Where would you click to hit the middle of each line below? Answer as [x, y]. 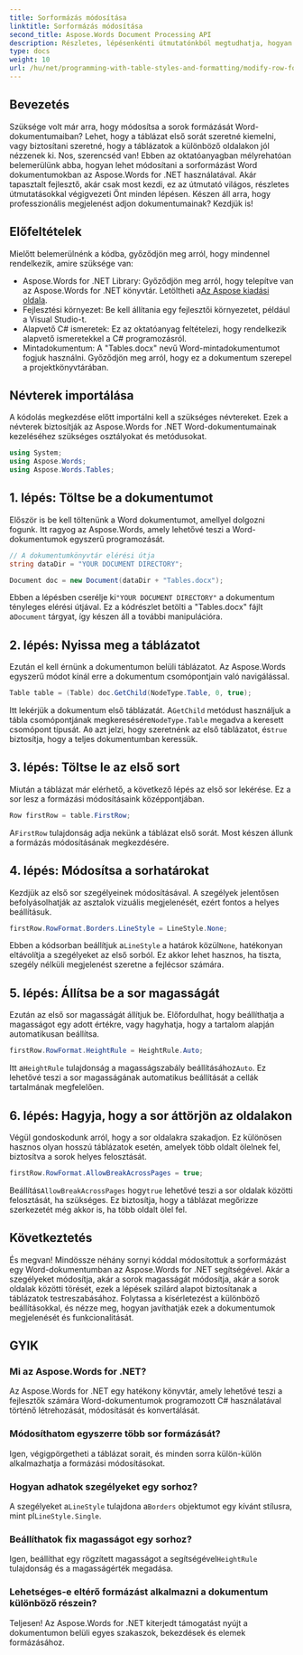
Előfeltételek [46, 232]
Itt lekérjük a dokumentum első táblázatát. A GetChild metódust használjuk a [150, 710]
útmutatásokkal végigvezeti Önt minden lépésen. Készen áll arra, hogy [140, 193]
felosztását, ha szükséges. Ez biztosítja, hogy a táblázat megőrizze [134, 1199]
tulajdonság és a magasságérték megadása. [92, 1568]
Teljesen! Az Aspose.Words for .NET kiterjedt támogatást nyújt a [129, 1622]
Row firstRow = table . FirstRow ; [70, 815]
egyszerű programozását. [117, 539]
